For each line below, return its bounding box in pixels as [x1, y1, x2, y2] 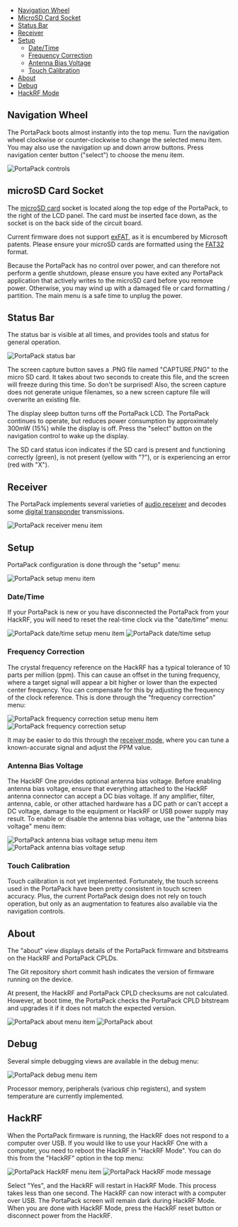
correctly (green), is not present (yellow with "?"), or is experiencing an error [7, 453, 231, 462]
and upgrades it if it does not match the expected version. [7, 1004, 176, 1012]
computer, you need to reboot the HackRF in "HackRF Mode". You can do [7, 1146, 222, 1155]
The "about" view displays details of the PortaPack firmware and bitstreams [7, 947, 229, 955]
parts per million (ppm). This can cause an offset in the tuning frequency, [7, 670, 221, 679]
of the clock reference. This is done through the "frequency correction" [7, 693, 216, 702]
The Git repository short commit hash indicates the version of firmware [7, 968, 215, 976]
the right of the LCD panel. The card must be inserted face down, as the [7, 211, 217, 219]
